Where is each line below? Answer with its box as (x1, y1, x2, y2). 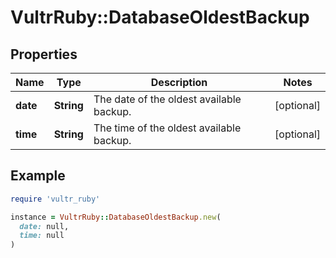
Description (150, 76, 208, 89)
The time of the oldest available (93, 121, 242, 135)
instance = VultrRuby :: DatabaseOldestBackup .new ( (10, 212, 222, 222)
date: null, (19, 221, 70, 231)
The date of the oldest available (93, 92, 242, 106)
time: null (19, 231, 65, 241)
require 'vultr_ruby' (10, 194, 101, 204)
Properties (10, 46, 78, 63)
